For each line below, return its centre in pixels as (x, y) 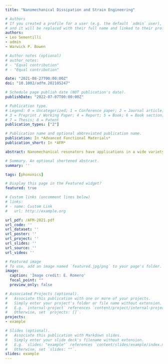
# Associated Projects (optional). (42, 294)
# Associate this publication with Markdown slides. (63, 335)
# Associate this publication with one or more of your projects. (78, 298)
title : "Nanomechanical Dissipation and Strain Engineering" (70, 10)
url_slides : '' (21, 243)
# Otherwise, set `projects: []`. (43, 313)
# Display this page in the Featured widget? (53, 183)
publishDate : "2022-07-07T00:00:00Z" (44, 97)
